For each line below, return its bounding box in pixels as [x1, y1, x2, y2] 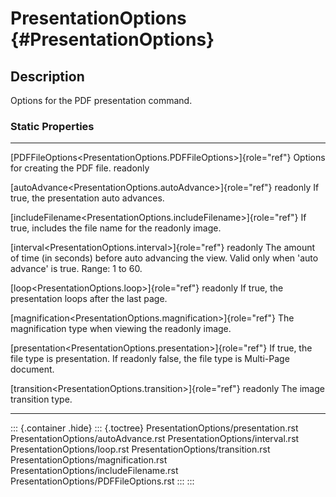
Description [10, 68, 85, 85]
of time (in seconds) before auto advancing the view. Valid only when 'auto [10, 252, 319, 264]
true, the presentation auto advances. [10, 192, 165, 204]
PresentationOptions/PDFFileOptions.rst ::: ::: [10, 475, 195, 487]
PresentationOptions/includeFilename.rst [10, 465, 179, 477]
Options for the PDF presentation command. [10, 95, 193, 106]
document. [10, 363, 55, 376]
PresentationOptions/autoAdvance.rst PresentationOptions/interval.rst [10, 433, 300, 445]
